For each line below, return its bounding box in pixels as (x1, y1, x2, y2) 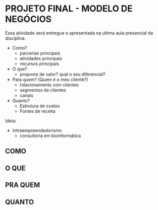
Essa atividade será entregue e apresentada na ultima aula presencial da (5, 30, 154, 36)
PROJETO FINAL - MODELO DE (5, 3, 133, 14)
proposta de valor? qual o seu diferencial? (19, 71, 105, 77)
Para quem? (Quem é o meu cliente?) (12, 76, 88, 82)
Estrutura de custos (19, 103, 60, 109)
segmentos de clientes (19, 87, 66, 93)
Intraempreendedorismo (12, 127, 62, 133)
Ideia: (5, 118, 16, 124)
